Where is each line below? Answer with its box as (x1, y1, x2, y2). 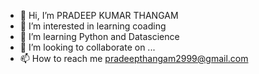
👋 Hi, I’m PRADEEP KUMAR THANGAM (19, 10, 179, 21)
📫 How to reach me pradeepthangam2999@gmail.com (19, 53, 249, 64)
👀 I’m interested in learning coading (19, 20, 167, 32)
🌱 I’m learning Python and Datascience (19, 31, 180, 42)
